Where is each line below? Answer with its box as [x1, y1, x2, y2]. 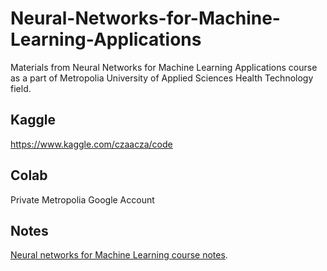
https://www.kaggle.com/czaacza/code [10, 138, 173, 150]
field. [10, 82, 32, 94]
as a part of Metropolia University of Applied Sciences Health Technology [10, 72, 314, 84]
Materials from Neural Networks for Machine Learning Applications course [10, 61, 318, 73]
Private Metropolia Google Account [10, 193, 155, 206]
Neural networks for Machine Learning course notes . [10, 249, 228, 261]
